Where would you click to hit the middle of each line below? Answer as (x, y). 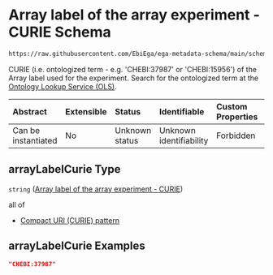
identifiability (184, 140)
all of (17, 204)
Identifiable (182, 111)
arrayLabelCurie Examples (77, 246)
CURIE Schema (60, 32)
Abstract (30, 111)
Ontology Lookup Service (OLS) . (63, 86)
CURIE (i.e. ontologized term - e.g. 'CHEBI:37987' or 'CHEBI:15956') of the (133, 69)
